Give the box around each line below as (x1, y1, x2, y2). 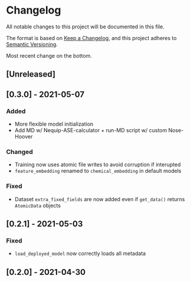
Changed (6, 147, 34, 156)
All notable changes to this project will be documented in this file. (6, 23, 165, 30)
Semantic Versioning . (6, 41, 58, 48)
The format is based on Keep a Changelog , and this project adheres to (6, 34, 177, 41)
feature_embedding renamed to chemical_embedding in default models (14, 168, 182, 175)
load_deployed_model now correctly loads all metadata (14, 250, 146, 257)
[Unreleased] (6, 69, 56, 80)
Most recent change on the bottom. (6, 52, 93, 59)
